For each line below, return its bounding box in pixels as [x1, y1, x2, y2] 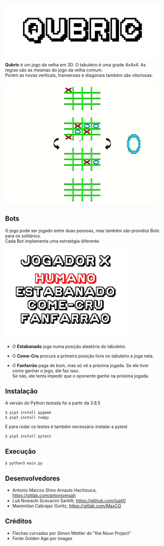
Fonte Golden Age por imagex [12, 535, 73, 541]
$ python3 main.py [5, 461, 43, 466]
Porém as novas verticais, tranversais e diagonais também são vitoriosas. [5, 72, 153, 78]
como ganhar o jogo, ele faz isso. [12, 368, 80, 374]
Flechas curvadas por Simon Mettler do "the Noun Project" [12, 530, 131, 536]
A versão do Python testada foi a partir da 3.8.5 [5, 400, 100, 406]
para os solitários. [5, 232, 42, 239]
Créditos [5, 517, 32, 525]
